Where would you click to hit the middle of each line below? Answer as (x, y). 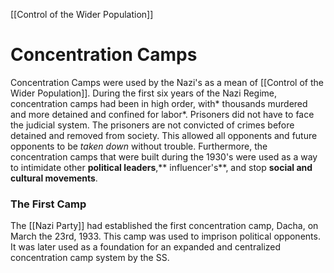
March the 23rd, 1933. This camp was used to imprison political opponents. (165, 236)
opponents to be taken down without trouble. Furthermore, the (139, 146)
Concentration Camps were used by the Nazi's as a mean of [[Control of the (167, 82)
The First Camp (48, 204)
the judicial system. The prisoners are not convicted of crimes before (152, 125)
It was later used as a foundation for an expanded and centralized (146, 247)
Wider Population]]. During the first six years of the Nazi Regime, (144, 93)
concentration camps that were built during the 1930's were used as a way (164, 156)
